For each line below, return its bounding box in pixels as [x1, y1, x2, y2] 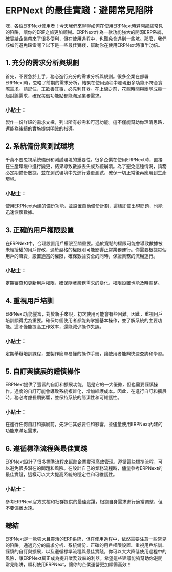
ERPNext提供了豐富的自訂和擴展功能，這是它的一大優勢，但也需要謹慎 [5, 381, 154, 388]
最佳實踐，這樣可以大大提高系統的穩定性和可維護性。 [5, 471, 118, 478]
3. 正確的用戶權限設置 [5, 226, 74, 234]
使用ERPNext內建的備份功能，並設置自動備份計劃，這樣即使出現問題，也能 [5, 202, 163, 209]
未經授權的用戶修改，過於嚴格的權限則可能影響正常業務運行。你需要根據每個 [5, 246, 167, 252]
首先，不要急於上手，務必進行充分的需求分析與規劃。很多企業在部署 [5, 73, 149, 79]
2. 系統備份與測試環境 [5, 142, 74, 151]
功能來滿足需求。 [5, 428, 41, 434]
